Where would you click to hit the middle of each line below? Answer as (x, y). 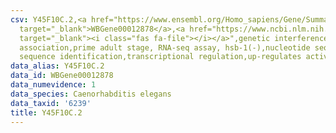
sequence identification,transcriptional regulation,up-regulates (160, 57)
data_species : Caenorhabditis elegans (91, 94)
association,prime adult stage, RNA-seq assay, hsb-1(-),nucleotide (165, 47)
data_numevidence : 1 (53, 85)
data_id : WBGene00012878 (62, 76)
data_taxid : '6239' (51, 103)
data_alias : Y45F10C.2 (57, 66)
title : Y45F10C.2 (46, 112)
